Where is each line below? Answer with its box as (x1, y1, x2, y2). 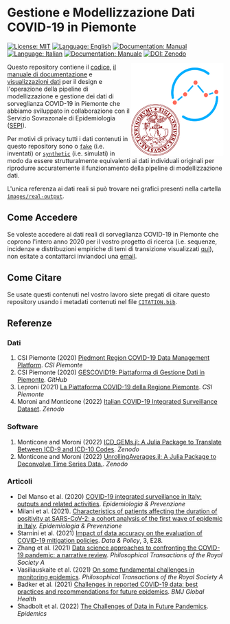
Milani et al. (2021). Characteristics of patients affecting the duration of (16, 507, 218, 515)
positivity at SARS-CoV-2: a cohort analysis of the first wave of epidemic (16, 514, 223, 522)
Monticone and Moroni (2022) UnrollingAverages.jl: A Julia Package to (16, 452, 217, 460)
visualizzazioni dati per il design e (7, 77, 103, 85)
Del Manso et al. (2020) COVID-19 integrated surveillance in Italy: (16, 492, 203, 500)
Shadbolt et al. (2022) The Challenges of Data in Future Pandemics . (16, 602, 209, 610)
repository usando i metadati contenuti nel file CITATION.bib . (7, 297, 177, 305)
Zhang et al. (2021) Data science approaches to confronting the (16, 544, 197, 552)
